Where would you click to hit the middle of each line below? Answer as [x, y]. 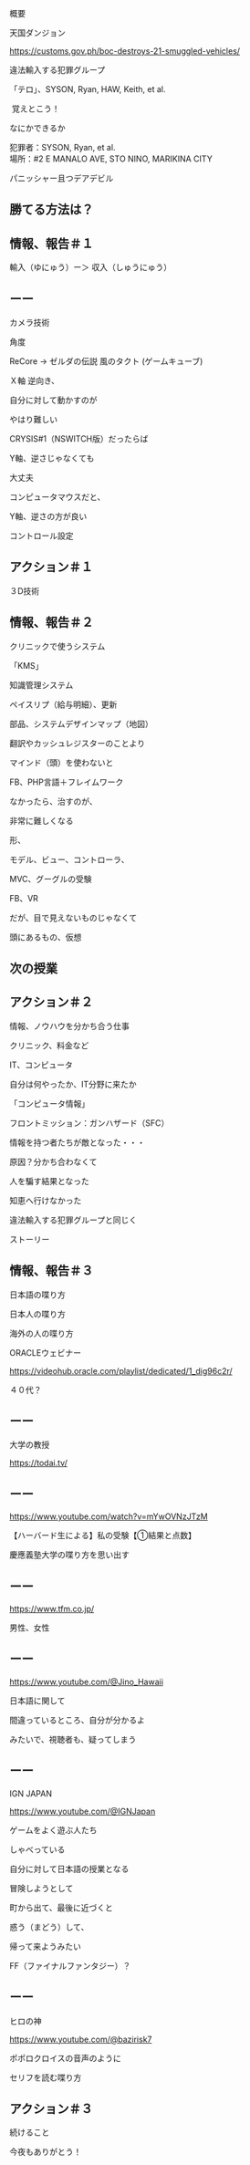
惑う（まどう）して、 [49, 1927]
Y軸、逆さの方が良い [48, 516]
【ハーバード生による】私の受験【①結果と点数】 [103, 1535]
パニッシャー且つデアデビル [62, 178]
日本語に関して [37, 1701]
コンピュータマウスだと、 [57, 497]
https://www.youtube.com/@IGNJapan [83, 1811]
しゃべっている [37, 1849]
